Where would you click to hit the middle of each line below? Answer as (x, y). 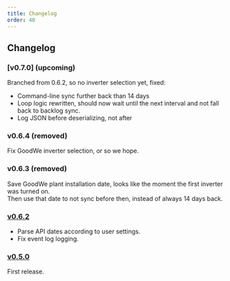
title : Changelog (32, 13)
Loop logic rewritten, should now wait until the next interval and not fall (118, 104)
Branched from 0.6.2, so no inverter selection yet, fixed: (86, 83)
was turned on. (29, 191)
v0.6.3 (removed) (37, 168)
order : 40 (21, 20)
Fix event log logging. (48, 239)
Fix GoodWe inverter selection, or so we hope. (73, 151)
